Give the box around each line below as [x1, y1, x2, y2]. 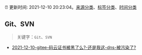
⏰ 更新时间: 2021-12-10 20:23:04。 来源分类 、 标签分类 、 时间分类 [4, 4, 137, 10]
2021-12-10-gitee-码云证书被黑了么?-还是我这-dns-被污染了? [11, 44, 137, 50]
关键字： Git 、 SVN [16, 34, 52, 40]
